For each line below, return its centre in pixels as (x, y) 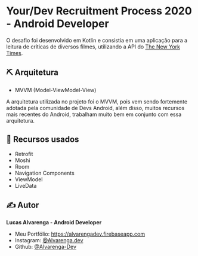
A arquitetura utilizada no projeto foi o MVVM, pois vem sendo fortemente (97, 101)
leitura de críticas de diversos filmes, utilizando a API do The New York (93, 47)
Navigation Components (44, 173)
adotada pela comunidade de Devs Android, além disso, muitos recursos (95, 108)
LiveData (26, 185)
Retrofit (24, 154)
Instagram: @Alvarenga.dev (49, 240)
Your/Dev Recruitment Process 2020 (99, 11)
